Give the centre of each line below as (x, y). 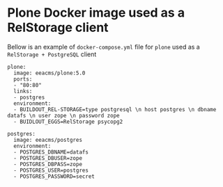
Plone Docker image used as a (96, 13)
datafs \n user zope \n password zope (63, 115)
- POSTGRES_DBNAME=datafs (51, 152)
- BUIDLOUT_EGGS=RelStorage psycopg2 (68, 122)
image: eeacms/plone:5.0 (49, 73)
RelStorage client (58, 27)
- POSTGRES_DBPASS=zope (48, 164)
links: (23, 91)
